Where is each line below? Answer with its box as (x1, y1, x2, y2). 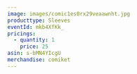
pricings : (7, 30, 37, 37)
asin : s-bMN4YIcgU (7, 50, 61, 57)
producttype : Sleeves (7, 17, 71, 24)
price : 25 (20, 43, 49, 50)
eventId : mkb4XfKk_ (7, 23, 65, 30)
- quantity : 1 (13, 37, 55, 44)
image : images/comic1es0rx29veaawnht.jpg (7, 10, 131, 18)
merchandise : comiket (7, 56, 71, 63)
